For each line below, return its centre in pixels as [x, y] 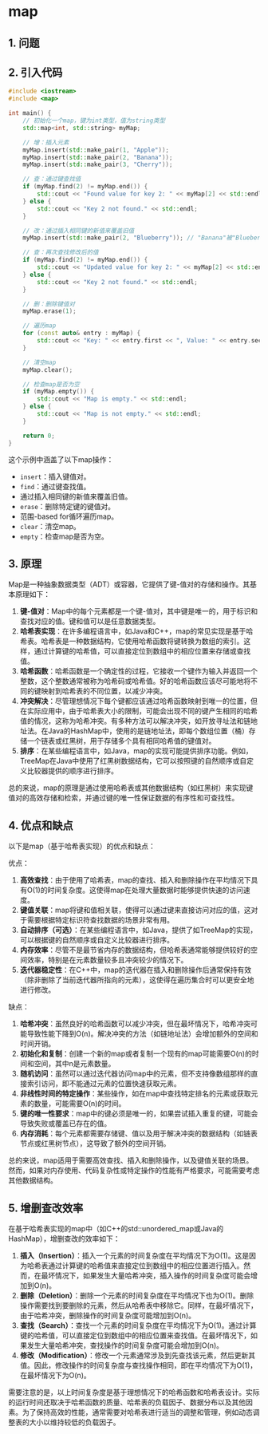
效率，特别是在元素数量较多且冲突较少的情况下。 [107, 960]
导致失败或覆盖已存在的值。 [65, 1124]
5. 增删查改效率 [46, 1208]
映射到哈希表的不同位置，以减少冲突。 [104, 691]
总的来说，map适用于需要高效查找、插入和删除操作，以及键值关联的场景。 [131, 1160]
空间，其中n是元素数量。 [75, 1064]
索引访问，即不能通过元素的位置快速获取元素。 [104, 1084]
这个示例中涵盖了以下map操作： [61, 459]
